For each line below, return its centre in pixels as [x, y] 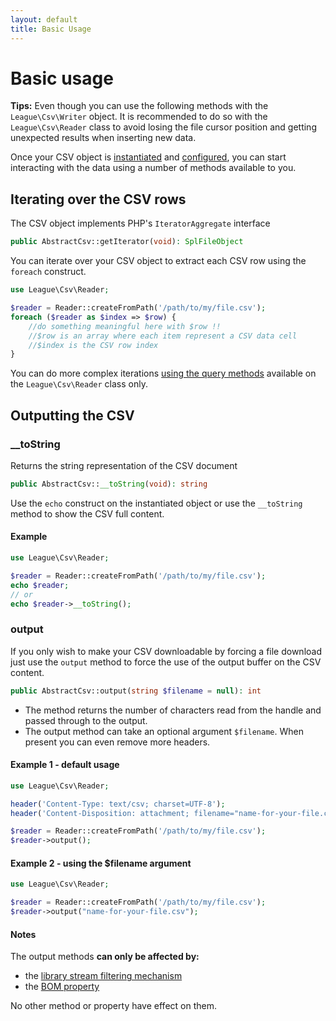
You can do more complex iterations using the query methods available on [163, 373]
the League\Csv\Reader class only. [79, 384]
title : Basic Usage [51, 29]
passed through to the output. [86, 720]
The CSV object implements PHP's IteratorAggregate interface [140, 223]
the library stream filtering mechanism [103, 976]
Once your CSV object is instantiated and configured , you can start [148, 157]
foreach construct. [48, 272]
